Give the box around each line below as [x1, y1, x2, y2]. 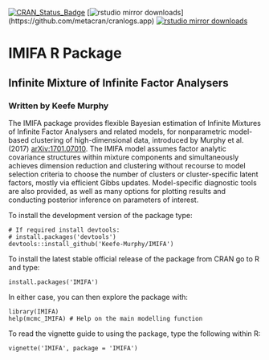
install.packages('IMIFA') [8, 277, 99, 286]
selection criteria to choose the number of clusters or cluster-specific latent [8, 169, 259, 179]
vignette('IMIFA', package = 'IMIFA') [8, 344, 138, 352]
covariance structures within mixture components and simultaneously [8, 152, 239, 162]
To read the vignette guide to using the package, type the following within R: [8, 329, 261, 338]
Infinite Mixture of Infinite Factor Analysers [8, 76, 229, 90]
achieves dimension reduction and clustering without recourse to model [8, 160, 247, 170]
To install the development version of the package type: [8, 210, 193, 220]
